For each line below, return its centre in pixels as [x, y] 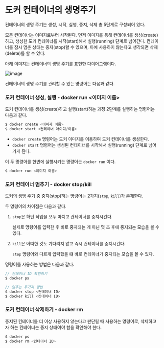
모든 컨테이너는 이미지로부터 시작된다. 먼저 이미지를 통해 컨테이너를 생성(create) [82, 35]
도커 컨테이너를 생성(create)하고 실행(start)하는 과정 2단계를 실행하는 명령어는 [80, 109]
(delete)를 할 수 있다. [25, 53]
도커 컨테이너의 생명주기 [51, 10]
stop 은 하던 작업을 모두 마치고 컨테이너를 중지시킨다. [62, 217]
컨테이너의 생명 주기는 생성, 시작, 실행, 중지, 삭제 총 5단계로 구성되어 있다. [75, 24]
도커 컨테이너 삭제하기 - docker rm [44, 310]
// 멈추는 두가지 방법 [24, 287]
